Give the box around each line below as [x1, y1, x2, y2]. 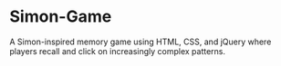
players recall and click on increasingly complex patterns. [9, 45, 226, 56]
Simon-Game [9, 6, 112, 27]
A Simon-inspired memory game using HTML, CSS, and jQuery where [9, 36, 272, 47]
